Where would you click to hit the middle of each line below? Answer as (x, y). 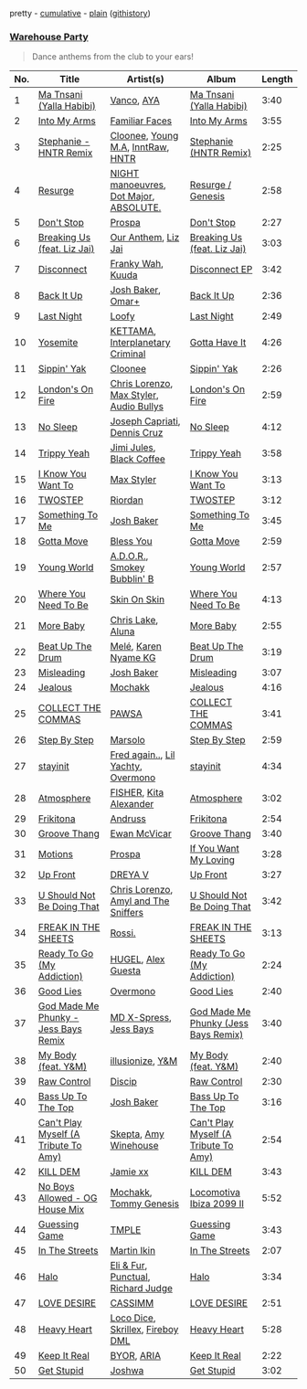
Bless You (131, 541)
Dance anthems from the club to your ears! (112, 57)
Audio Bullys (137, 407)
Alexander (132, 804)
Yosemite (58, 343)
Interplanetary (140, 343)
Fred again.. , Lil (143, 755)
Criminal (128, 354)
